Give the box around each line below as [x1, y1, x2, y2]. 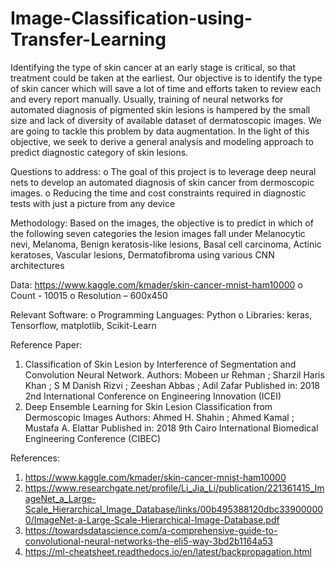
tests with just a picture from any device [10, 197, 176, 209]
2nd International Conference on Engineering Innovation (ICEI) [24, 390, 282, 402]
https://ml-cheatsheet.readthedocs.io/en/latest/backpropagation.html [24, 545, 312, 557]
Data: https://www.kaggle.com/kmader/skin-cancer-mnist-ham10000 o [10, 278, 303, 291]
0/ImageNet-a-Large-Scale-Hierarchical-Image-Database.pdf [24, 513, 280, 526]
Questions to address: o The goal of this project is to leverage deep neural [10, 165, 317, 177]
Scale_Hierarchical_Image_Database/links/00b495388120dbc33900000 [24, 503, 324, 515]
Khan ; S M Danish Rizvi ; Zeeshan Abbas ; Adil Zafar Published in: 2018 [24, 379, 321, 391]
